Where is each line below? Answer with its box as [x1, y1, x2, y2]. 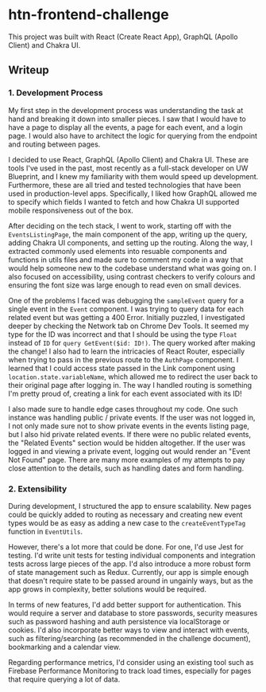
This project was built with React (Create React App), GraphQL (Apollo [8, 32, 238, 41]
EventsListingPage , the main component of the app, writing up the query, [8, 229, 248, 239]
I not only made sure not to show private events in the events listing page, [8, 420, 250, 431]
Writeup [8, 64, 49, 77]
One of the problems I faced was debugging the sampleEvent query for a [8, 295, 245, 305]
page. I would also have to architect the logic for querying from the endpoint [8, 131, 258, 140]
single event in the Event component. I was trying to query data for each [8, 304, 244, 314]
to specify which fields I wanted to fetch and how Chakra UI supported [8, 197, 240, 206]
